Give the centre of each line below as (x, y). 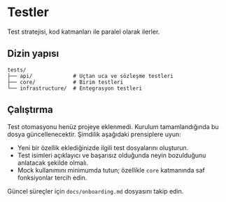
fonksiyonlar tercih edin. (52, 177)
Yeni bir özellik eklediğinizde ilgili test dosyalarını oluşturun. (103, 147)
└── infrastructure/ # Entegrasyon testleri (75, 88)
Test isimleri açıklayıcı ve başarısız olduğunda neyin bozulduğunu (112, 155)
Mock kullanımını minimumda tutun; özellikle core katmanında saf (111, 170)
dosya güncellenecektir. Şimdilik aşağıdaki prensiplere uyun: (94, 134)
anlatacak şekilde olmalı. (53, 163)
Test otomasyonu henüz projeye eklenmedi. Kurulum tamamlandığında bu (113, 126)
